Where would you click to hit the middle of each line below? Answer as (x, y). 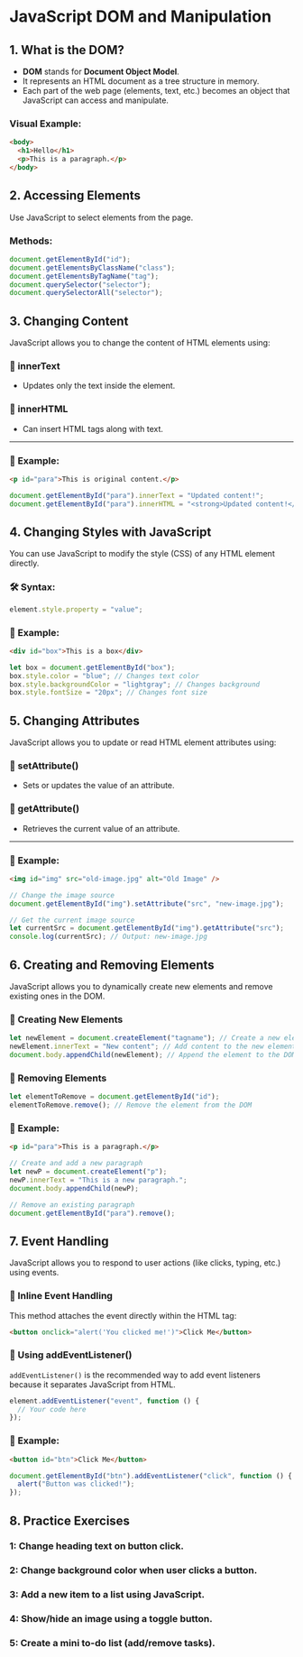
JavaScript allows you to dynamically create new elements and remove (141, 987)
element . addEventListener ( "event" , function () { (105, 1401)
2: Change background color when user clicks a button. (133, 1570)
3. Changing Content (69, 321)
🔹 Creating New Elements (66, 1019)
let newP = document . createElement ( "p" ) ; (88, 1172)
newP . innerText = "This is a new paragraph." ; (98, 1180)
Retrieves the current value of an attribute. (101, 828)
